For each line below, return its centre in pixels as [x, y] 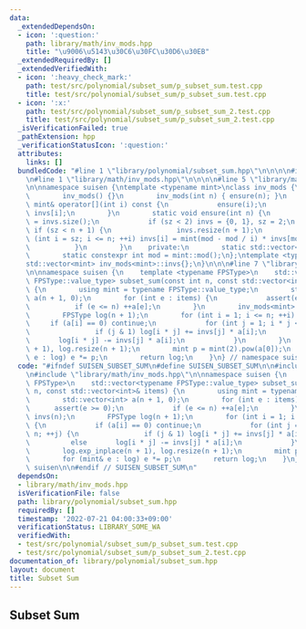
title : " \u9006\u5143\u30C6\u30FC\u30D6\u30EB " [117, 52]
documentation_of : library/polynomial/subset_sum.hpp [114, 561]
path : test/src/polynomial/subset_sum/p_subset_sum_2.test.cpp [148, 111]
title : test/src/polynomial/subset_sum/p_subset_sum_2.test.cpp [150, 120]
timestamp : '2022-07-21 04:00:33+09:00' [95, 519]
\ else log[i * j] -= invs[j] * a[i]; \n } [161, 442]
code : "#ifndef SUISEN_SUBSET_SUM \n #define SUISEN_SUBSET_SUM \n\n [146, 366]
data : [20, 18]
